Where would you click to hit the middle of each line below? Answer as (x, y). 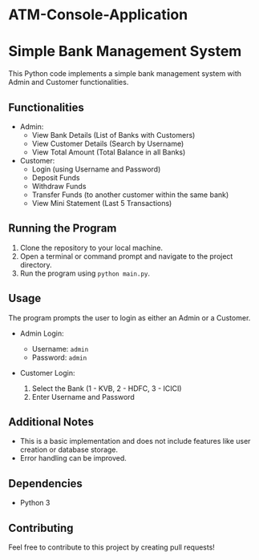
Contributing (41, 528)
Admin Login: (42, 333)
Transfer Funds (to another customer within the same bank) (130, 195)
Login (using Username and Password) (96, 169)
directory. (36, 264)
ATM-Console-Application (98, 15)
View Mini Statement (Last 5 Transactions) (102, 203)
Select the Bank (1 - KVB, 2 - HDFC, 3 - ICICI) (107, 388)
